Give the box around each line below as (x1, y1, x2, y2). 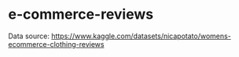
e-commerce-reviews (8, 5, 154, 23)
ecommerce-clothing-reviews (8, 39, 105, 48)
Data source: (8, 31, 50, 41)
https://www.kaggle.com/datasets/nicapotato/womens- (50, 31, 232, 41)
